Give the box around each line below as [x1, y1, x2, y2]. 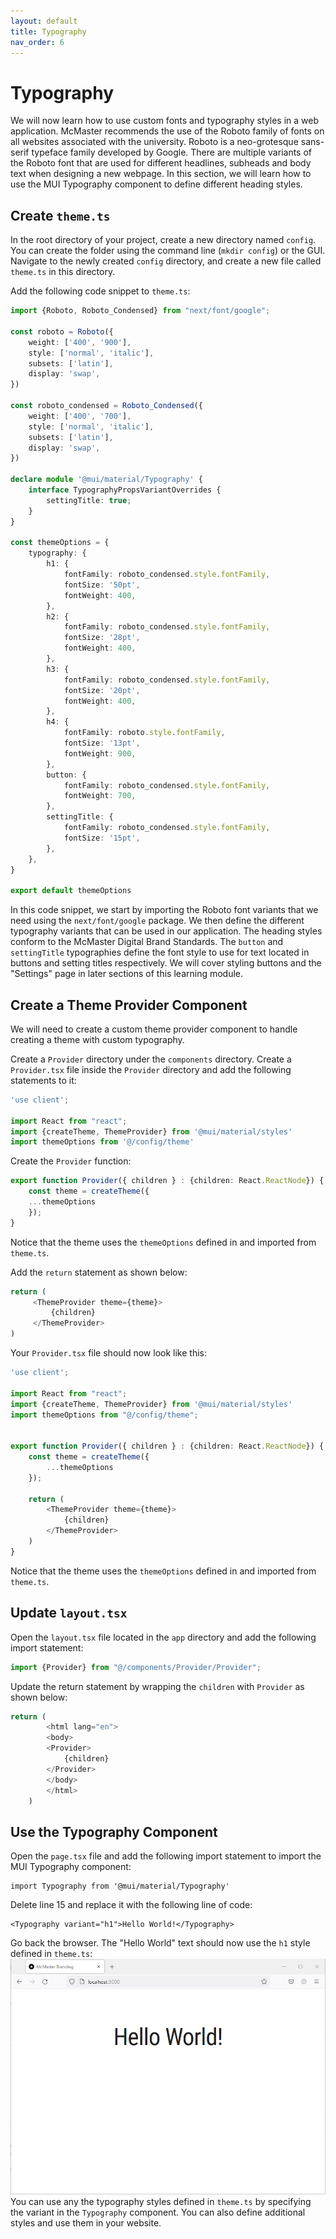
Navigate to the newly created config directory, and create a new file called [10, 255, 322, 267]
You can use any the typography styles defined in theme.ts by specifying [10, 2196, 312, 2208]
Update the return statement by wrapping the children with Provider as [10, 1680, 305, 1692]
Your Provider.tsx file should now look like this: [10, 1347, 207, 1359]
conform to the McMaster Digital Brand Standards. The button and [10, 936, 284, 948]
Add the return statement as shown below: [10, 1266, 188, 1278]
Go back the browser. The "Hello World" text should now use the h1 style [10, 1937, 311, 1949]
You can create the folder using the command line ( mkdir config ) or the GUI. [10, 245, 326, 257]
